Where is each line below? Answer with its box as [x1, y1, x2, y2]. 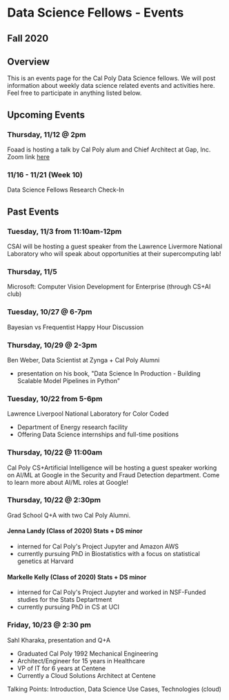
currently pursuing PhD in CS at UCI [17, 603, 119, 611]
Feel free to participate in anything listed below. [7, 89, 142, 98]
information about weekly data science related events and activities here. [7, 82, 215, 90]
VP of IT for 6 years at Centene [17, 664, 106, 672]
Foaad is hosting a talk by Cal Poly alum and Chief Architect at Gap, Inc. [7, 145, 211, 154]
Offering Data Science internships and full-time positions [17, 430, 179, 439]
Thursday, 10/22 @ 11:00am [7, 448, 103, 457]
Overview [7, 55, 50, 67]
